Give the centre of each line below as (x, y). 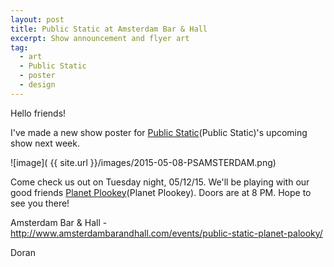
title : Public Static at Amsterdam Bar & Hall (109, 29)
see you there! (40, 203)
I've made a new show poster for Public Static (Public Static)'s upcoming (159, 132)
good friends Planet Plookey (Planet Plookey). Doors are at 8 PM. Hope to (161, 192)
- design (37, 85)
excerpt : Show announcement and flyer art (100, 38)
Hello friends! (38, 113)
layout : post (37, 19)
